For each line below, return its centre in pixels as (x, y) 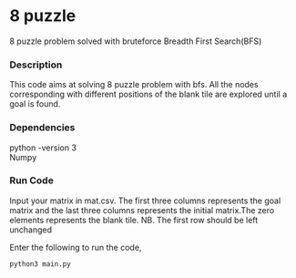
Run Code (32, 180)
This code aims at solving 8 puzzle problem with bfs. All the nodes (134, 85)
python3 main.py (40, 264)
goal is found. (35, 104)
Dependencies (42, 128)
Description (36, 65)
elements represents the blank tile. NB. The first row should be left (134, 220)
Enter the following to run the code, (76, 247)
